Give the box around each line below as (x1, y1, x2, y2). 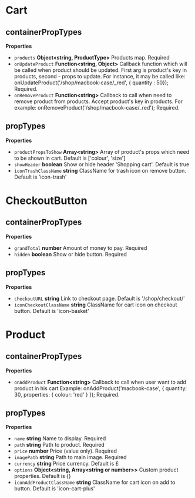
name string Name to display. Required (14, 435, 106, 442)
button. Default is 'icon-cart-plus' (14, 485, 95, 492)
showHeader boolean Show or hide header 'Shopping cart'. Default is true (14, 160, 190, 168)
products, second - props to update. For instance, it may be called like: (14, 73, 186, 80)
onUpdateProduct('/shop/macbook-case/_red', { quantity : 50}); (14, 79, 169, 86)
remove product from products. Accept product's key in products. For (14, 98, 183, 105)
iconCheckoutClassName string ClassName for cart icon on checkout (14, 301, 177, 308)
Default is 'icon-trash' (14, 173, 67, 180)
